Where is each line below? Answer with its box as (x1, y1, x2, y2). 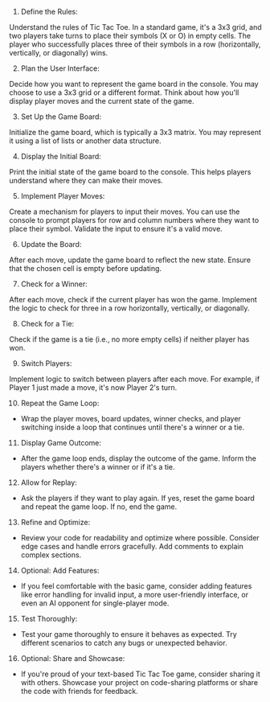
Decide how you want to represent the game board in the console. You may (9, 80, 260, 88)
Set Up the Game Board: (20, 112, 102, 121)
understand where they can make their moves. (9, 176, 163, 185)
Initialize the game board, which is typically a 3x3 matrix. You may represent (9, 128, 262, 137)
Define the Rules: (20, 7, 79, 16)
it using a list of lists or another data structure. (9, 136, 162, 146)
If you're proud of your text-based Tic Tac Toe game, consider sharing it (20, 669, 260, 679)
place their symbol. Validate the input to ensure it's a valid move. (9, 224, 223, 233)
